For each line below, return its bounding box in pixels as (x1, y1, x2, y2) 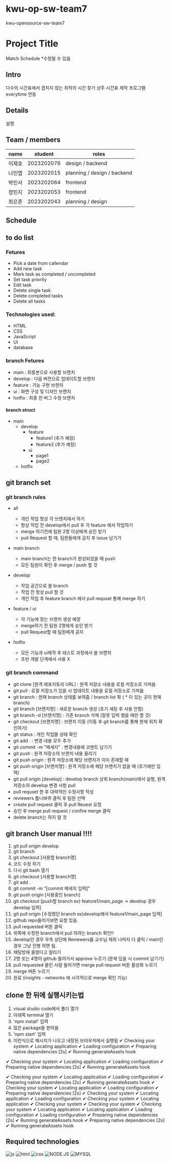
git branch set (6, 478, 51, 487)
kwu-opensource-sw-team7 (6, 20, 65, 26)
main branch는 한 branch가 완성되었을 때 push (20, 555, 116, 561)
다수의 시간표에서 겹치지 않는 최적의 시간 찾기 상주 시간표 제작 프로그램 (6, 85, 146, 91)
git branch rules (6, 493, 46, 501)
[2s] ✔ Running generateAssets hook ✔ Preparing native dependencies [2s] (6, 1117, 165, 1123)
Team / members (6, 135, 61, 144)
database (13, 344, 33, 350)
